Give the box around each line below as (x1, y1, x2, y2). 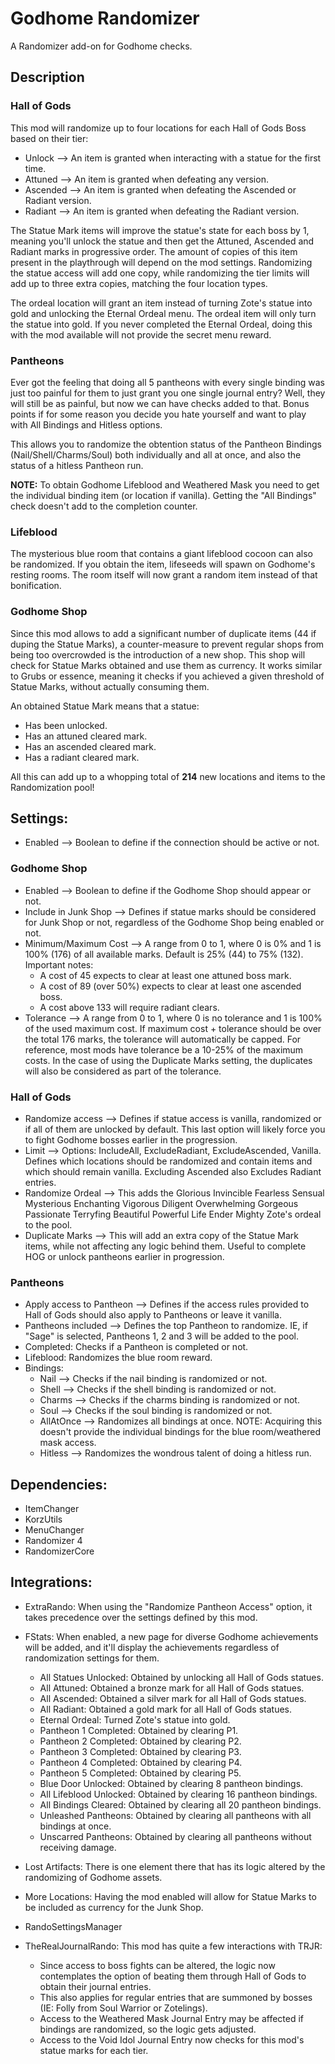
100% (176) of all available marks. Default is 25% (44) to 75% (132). (24, 948, 304, 960)
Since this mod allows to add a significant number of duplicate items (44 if (10, 627, 317, 639)
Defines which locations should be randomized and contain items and (24, 1155, 313, 1167)
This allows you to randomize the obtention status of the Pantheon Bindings (10, 438, 322, 450)
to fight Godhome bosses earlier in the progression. (24, 1133, 238, 1146)
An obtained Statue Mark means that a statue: (10, 700, 200, 712)
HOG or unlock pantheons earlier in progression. (24, 1250, 225, 1262)
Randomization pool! (10, 781, 95, 793)
